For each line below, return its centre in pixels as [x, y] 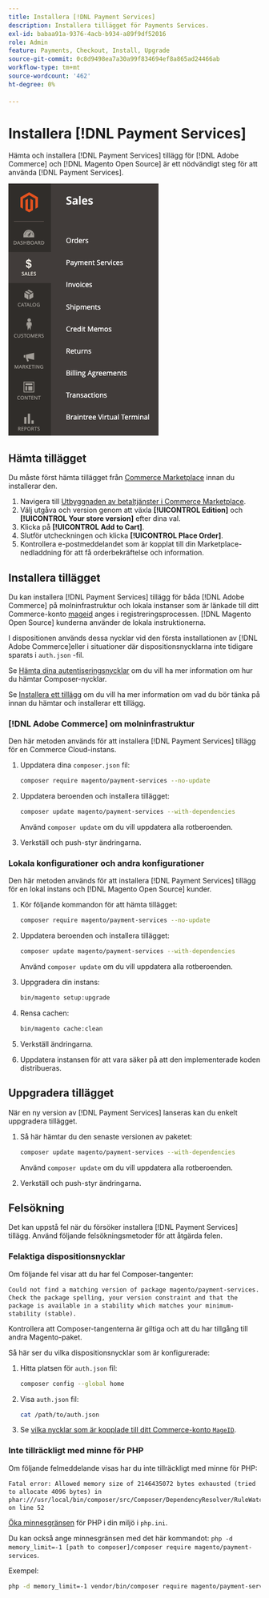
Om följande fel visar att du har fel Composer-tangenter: [101, 1274]
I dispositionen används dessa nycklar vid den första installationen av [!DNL [133, 638]
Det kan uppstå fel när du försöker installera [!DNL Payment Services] [123, 1228]
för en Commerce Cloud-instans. [62, 750]
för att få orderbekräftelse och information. [133, 553]
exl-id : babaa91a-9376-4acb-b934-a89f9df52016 [87, 34]
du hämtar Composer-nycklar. [58, 679]
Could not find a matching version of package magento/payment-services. [134, 1290]
